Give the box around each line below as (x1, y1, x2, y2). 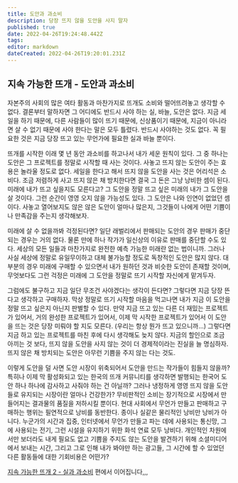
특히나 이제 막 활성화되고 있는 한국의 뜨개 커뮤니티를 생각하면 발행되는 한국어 (7, 372, 220, 381)
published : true (7, 23, 55, 31)
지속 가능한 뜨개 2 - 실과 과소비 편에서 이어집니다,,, (7, 467, 148, 476)
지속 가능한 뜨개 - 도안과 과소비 (7, 78, 135, 90)
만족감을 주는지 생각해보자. (14, 211, 90, 220)
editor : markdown (7, 43, 59, 51)
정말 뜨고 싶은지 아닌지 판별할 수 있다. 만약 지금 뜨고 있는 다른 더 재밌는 (7, 304, 204, 312)
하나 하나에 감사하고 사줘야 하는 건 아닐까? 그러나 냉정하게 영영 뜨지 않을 (14, 381, 215, 390)
